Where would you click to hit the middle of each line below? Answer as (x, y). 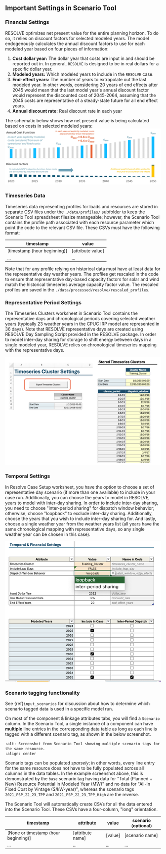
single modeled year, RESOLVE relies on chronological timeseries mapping (81, 345)
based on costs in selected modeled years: (49, 126)
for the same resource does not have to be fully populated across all (75, 768)
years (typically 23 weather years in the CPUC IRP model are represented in (82, 324)
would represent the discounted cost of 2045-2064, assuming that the (84, 95)
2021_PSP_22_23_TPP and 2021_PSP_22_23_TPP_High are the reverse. (72, 794)
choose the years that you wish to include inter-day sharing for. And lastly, (81, 519)
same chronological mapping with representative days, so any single (75, 529)
